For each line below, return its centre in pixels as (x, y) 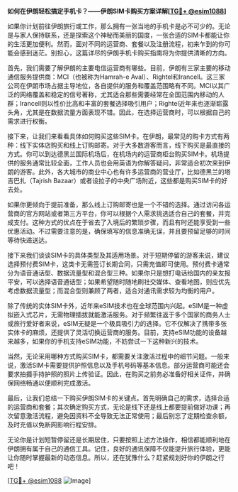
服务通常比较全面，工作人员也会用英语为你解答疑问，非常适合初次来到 (122, 163)
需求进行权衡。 (29, 121)
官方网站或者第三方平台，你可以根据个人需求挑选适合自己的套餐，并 (125, 213)
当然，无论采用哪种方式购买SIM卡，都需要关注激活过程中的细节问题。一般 (115, 356)
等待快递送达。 (29, 240)
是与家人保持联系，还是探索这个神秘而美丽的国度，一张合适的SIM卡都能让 (115, 35)
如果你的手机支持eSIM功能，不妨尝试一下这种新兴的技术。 (117, 341)
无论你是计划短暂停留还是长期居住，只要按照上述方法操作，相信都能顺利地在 (119, 440)
